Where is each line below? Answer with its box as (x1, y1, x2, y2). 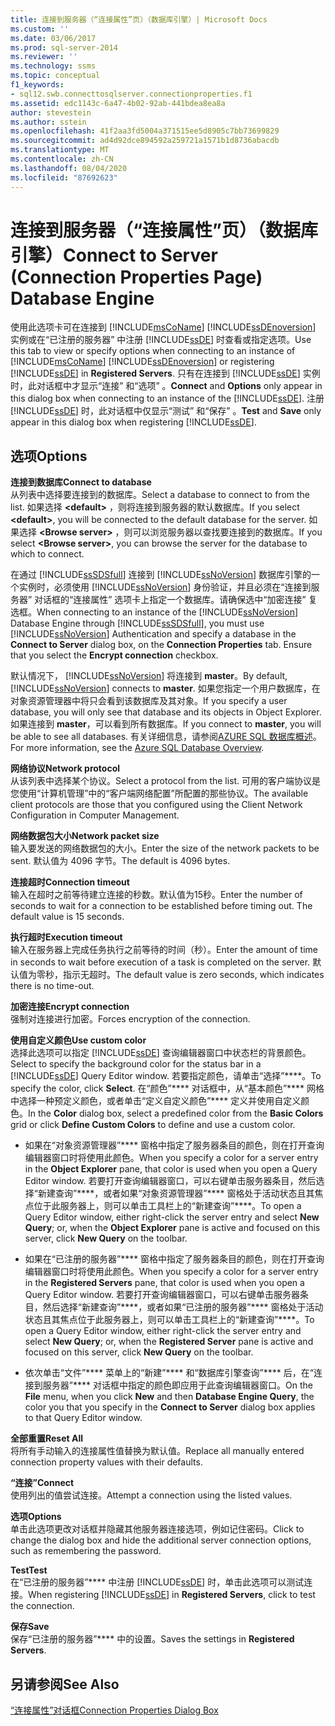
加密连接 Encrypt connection (10, 1001, 130, 1013)
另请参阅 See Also (10, 1676, 120, 1693)
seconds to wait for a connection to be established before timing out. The (10, 900, 313, 912)
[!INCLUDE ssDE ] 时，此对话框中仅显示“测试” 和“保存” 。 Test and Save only (10, 405, 322, 417)
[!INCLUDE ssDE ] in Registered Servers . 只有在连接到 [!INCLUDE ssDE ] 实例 (10, 367, 321, 380)
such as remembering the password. (10, 1545, 162, 1557)
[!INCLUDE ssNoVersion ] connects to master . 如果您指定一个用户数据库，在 (10, 682, 321, 695)
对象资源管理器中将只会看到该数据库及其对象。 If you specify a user (10, 695, 288, 707)
